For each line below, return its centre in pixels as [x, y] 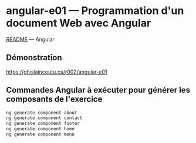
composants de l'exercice [54, 100]
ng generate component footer [43, 124]
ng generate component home [40, 129]
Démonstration [34, 57]
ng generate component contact [44, 118]
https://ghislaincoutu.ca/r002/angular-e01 [57, 72]
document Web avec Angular [79, 23]
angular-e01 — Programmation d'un [95, 11]
